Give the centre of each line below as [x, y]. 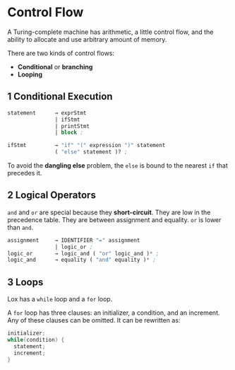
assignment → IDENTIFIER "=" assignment [74, 240]
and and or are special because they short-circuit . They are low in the [109, 212]
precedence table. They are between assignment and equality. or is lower [114, 219]
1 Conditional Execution [60, 97]
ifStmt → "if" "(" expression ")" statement [86, 146]
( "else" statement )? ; [91, 152]
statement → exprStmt [47, 113]
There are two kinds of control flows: [61, 53]
